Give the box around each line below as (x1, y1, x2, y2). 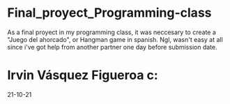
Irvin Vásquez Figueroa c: (7, 68, 158, 83)
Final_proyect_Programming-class (7, 5, 212, 21)
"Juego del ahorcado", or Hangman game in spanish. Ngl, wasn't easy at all (7, 35, 223, 43)
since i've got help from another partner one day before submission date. (7, 43, 217, 51)
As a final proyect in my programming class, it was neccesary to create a (7, 28, 216, 36)
